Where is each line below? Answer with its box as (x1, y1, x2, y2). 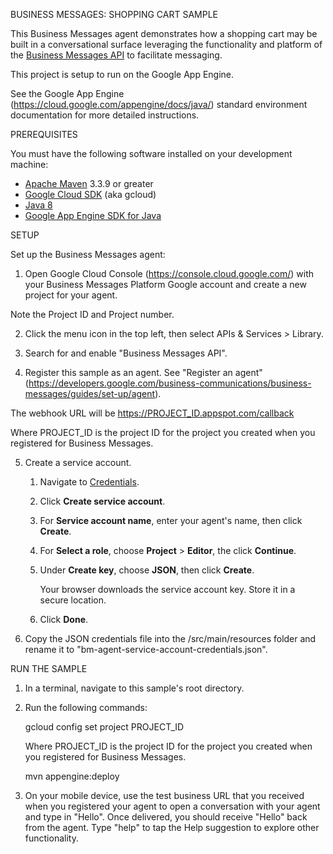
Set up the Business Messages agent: (10, 249, 166, 260)
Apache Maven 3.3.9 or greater (24, 178, 154, 189)
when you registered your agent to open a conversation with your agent (24, 800, 321, 812)
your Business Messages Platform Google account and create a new (24, 279, 307, 290)
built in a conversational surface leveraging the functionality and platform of (10, 39, 323, 50)
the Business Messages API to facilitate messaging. (10, 49, 223, 61)
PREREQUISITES (10, 129, 78, 140)
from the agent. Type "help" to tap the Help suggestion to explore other (24, 822, 320, 833)
